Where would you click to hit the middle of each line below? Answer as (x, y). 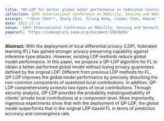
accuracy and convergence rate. (38, 113)
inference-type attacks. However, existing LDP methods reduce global (76, 56)
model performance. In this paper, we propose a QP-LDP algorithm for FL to (81, 62)
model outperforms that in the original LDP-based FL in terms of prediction (80, 108)
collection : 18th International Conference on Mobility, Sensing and (77, 14)
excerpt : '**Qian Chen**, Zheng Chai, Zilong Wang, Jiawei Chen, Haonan (81, 19)
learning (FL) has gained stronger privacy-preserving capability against (77, 51)
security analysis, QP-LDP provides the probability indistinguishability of (78, 93)
